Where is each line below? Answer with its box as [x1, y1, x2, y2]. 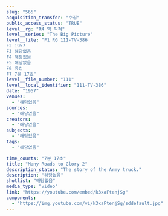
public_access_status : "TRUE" [6, 20, 83, 26]
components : [6, 195, 36, 201]
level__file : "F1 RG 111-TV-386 [6, 37, 88, 43]
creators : [6, 116, 31, 122]
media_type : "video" [6, 183, 59, 190]
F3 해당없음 [6, 49, 31, 55]
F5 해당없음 [6, 59, 31, 66]
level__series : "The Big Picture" [6, 32, 94, 38]
